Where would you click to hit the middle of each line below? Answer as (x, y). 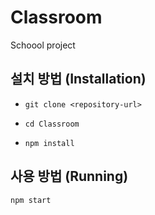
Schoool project (43, 45)
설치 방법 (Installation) (78, 79)
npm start (31, 200)
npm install (49, 143)
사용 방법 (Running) (69, 176)
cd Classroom (52, 124)
